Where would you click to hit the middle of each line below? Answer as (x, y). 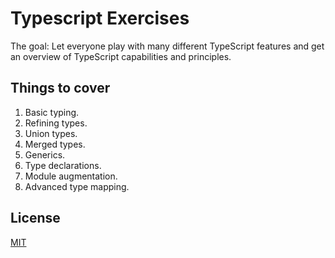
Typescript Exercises (100, 18)
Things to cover (60, 88)
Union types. (51, 133)
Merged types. (55, 144)
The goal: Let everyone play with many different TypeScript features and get (167, 46)
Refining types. (56, 123)
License (35, 218)
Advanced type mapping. (77, 186)
